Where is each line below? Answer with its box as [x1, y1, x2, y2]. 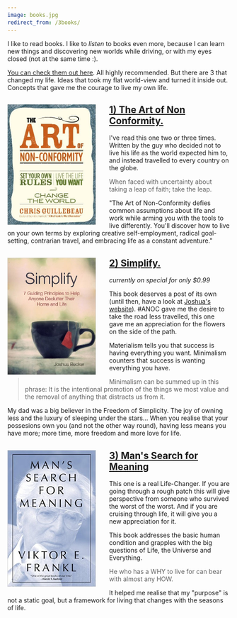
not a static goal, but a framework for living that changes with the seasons [7, 596, 224, 605]
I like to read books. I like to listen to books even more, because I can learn [7, 39, 225, 48]
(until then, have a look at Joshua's [109, 297, 211, 306]
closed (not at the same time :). [7, 54, 98, 63]
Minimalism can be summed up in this [109, 377, 219, 386]
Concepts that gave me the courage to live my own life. [7, 83, 168, 92]
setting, [7, 236, 30, 245]
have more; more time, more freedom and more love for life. [7, 429, 182, 438]
